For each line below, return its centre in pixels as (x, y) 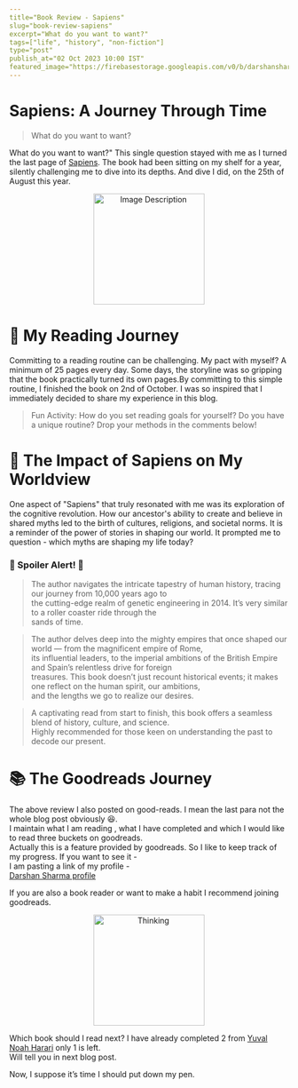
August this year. (40, 181)
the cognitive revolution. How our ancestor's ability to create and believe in (146, 513)
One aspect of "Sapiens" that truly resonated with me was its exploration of (147, 504)
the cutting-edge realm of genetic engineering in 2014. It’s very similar (159, 603)
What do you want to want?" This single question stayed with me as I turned (148, 153)
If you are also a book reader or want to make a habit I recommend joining (144, 893)
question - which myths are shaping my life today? (101, 542)
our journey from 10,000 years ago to (99, 593)
